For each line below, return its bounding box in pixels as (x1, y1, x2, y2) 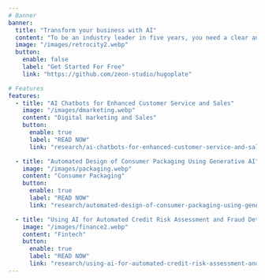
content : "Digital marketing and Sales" (22, 114, 157, 122)
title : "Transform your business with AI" (15, 26, 157, 34)
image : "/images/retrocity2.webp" (15, 41, 129, 49)
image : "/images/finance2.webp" (22, 222, 129, 231)
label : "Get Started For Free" (22, 63, 125, 71)
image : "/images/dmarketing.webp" (22, 106, 136, 114)
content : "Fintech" (22, 230, 87, 238)
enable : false (22, 56, 69, 64)
